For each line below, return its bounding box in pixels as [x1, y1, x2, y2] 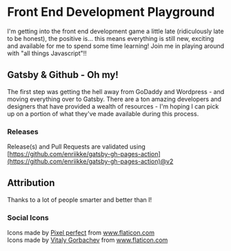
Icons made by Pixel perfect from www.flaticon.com [7, 229, 155, 237]
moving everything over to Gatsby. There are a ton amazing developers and [7, 95, 222, 103]
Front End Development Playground [7, 4, 215, 20]
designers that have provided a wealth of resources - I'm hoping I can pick [7, 102, 219, 111]
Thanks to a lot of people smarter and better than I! [7, 195, 152, 204]
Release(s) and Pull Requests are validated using [7, 142, 146, 151]
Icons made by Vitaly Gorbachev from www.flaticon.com [7, 236, 168, 244]
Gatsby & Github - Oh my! [7, 69, 119, 81]
